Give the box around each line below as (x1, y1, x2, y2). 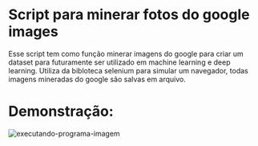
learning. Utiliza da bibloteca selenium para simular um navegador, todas (8, 65, 248, 75)
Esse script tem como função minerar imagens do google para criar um (8, 49, 244, 58)
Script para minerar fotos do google (8, 6, 250, 24)
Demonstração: (8, 102, 114, 120)
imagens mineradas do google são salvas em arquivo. (8, 74, 187, 84)
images (8, 22, 58, 41)
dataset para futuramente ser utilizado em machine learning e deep (8, 57, 231, 67)
